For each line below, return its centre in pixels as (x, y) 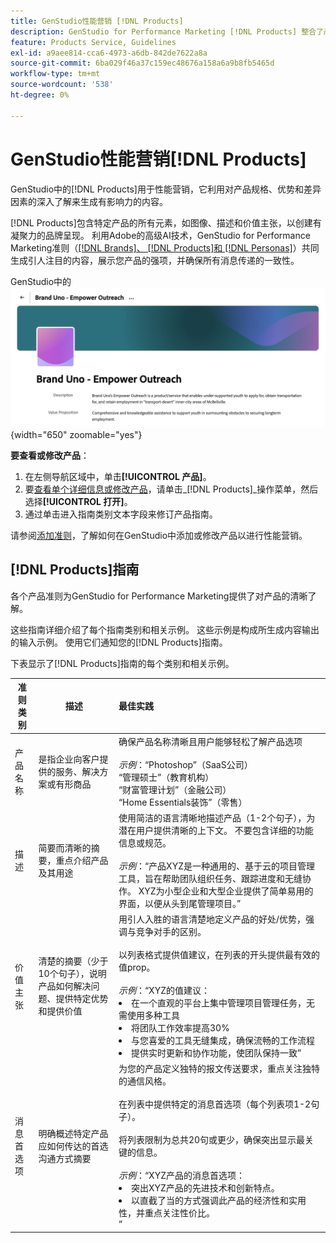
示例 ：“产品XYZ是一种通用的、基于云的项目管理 (216, 866)
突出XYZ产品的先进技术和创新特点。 (205, 1188)
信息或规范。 (145, 842)
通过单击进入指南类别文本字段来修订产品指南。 (121, 514)
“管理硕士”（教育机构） (166, 777)
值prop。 (137, 967)
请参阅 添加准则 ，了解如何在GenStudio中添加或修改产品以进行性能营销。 (159, 535)
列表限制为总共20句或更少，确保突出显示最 (216, 1140)
